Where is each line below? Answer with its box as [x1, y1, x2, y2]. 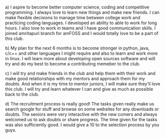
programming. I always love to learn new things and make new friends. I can [5, 9, 160, 15]
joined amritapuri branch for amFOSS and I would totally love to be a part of [5, 31, 159, 36]
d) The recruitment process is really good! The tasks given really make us [5, 101, 154, 106]
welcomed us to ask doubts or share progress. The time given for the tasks [5, 117, 158, 122]
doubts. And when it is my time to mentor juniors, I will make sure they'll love [5, 81, 161, 87]
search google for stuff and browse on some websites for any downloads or [5, 106, 159, 112]
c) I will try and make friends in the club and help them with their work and [5, 70, 156, 76]
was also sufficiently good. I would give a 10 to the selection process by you [5, 122, 160, 128]
